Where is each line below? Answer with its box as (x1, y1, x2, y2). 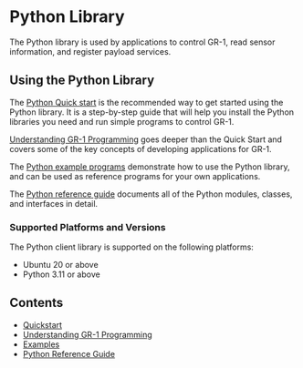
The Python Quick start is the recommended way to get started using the (9, 97, 284, 107)
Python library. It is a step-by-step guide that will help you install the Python (9, 107, 295, 118)
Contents (9, 295, 64, 311)
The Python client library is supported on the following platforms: (9, 241, 254, 252)
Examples (22, 339, 60, 350)
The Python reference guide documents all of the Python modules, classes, (9, 189, 293, 199)
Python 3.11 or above (22, 269, 100, 280)
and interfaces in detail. (9, 198, 99, 209)
